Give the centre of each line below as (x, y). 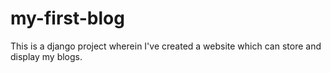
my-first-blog (67, 18)
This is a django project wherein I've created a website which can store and (166, 46)
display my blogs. (46, 56)
